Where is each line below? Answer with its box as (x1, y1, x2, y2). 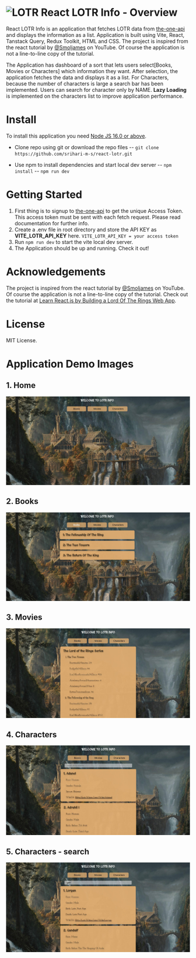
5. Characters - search (6, 846, 89, 857)
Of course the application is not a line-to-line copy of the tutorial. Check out (6, 290, 188, 298)
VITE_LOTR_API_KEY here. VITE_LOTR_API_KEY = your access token (14, 232, 179, 239)
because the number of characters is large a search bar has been (6, 80, 163, 87)
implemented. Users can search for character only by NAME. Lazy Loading (6, 86, 187, 93)
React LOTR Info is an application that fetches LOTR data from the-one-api (6, 25, 185, 32)
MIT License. (6, 336, 37, 344)
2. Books (6, 496, 39, 506)
